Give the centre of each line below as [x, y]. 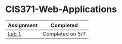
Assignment [23, 25]
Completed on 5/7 [64, 34]
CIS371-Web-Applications [61, 9]
